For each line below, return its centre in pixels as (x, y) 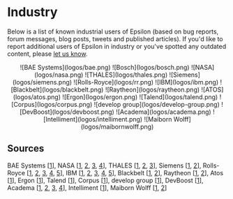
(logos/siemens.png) (42, 82)
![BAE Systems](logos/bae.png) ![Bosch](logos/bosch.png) (105, 67)
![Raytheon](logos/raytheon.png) (152, 89)
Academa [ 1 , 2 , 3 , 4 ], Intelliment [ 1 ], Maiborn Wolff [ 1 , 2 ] (87, 187)
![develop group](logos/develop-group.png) (157, 104)
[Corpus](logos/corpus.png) (52, 104)
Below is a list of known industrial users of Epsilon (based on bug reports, (113, 31)
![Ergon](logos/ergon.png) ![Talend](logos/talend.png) (140, 97)
